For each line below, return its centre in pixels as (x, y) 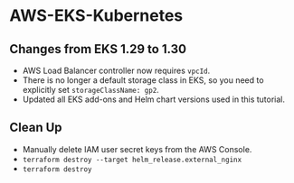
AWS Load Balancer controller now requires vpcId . (116, 70)
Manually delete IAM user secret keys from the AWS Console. (137, 149)
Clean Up (36, 128)
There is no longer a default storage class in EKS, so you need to (143, 80)
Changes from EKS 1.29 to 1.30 (98, 49)
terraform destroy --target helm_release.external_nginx (132, 160)
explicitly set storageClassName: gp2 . (91, 90)
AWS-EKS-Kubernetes (96, 16)
